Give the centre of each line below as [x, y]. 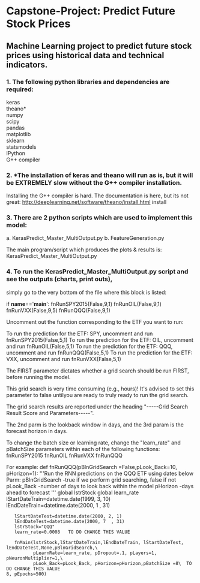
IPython [16, 153]
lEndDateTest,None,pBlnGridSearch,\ [52, 548]
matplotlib [19, 134]
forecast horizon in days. [37, 431]
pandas [16, 128]
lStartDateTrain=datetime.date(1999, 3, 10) [59, 498]
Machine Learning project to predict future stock [99, 46]
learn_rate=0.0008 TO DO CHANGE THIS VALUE [72, 532]
